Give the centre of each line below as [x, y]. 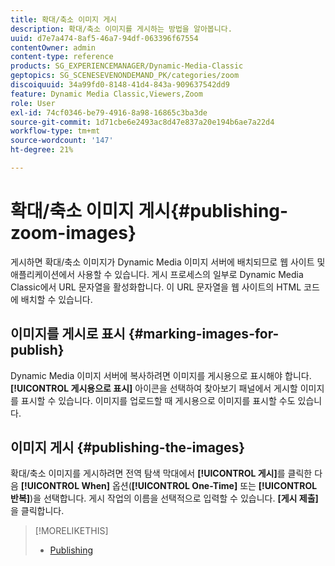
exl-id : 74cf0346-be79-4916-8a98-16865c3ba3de [109, 112]
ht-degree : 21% [42, 150]
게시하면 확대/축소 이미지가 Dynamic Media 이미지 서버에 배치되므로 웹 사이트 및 [168, 262]
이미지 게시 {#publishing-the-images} [128, 447]
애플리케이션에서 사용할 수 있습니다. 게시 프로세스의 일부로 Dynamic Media [157, 274]
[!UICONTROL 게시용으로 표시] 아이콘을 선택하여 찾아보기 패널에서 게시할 [154, 388]
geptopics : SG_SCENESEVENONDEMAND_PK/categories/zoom [125, 76]
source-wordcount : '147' [62, 141]
